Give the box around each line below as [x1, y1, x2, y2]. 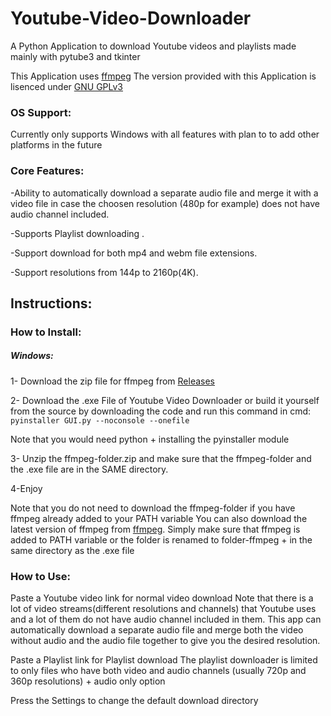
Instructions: [10, 295, 93, 312]
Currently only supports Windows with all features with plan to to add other [10, 128, 320, 141]
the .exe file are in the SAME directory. [10, 463, 169, 475]
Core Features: [10, 164, 85, 178]
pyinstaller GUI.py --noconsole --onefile [10, 415, 190, 426]
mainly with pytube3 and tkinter [10, 50, 141, 62]
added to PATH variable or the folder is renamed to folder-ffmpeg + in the [10, 533, 313, 546]
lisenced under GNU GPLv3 [10, 80, 123, 92]
